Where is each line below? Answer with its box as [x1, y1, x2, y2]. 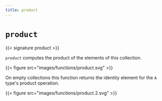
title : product [5, 7, 38, 13]
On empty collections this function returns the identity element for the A [5, 74, 157, 80]
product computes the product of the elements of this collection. [5, 54, 142, 60]
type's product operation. [5, 80, 60, 86]
